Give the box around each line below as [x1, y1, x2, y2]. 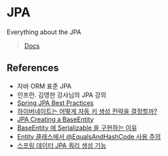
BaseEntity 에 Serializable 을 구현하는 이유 [16, 123, 137, 132]
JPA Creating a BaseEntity [16, 115, 94, 123]
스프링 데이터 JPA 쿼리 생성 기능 [16, 141, 107, 150]
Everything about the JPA [6, 28, 81, 36]
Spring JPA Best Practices [16, 99, 94, 107]
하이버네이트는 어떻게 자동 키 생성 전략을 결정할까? [16, 107, 157, 116]
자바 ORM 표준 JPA [16, 82, 72, 90]
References [6, 62, 59, 74]
